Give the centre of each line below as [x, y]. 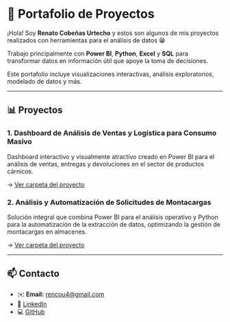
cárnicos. [20, 171]
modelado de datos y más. [44, 81]
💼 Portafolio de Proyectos [81, 14]
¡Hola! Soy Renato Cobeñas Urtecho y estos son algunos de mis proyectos [113, 33]
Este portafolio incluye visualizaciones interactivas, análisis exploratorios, [111, 74]
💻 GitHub [31, 312]
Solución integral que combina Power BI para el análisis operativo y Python [113, 217]
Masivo [20, 142]
